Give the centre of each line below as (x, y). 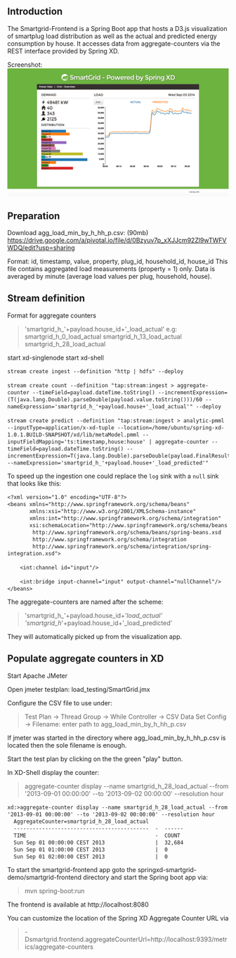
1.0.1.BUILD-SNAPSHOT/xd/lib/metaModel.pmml (73, 435)
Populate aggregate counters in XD (86, 658)
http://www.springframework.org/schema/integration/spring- (122, 546)
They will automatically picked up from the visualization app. (95, 636)
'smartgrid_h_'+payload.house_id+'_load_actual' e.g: (101, 329)
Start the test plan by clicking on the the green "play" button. (95, 759)
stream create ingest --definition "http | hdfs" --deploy (96, 371)
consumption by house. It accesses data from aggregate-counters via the (114, 43)
